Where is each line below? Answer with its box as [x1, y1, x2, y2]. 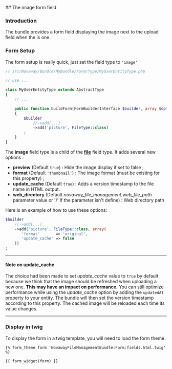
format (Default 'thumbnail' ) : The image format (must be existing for [12, 170, 160, 176]
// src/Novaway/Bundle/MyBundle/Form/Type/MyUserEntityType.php [5, 69, 145, 74]
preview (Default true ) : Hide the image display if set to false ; [12, 164, 144, 170]
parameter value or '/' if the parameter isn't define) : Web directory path [12, 197, 165, 203]
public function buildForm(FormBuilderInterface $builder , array [14, 106, 157, 111]
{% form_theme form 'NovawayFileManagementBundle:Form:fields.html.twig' [5, 345, 166, 350]
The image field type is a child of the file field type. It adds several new [5, 149, 156, 155]
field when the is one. [5, 34, 51, 41]
